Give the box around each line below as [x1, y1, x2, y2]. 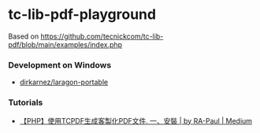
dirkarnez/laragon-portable [19, 77, 109, 87]
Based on [8, 31, 39, 41]
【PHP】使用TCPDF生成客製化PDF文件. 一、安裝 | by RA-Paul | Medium [19, 116, 253, 125]
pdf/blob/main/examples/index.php [8, 39, 123, 49]
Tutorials [8, 97, 43, 108]
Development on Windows [8, 59, 112, 70]
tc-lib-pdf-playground [8, 6, 156, 24]
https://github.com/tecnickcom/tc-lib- [40, 31, 164, 41]
